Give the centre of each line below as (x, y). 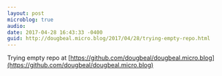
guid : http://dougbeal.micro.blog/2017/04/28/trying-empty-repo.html (109, 39)
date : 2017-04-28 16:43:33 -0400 (55, 32)
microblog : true (30, 20)
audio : (16, 26)
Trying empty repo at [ (39, 58)
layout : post (26, 13)
